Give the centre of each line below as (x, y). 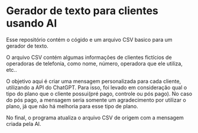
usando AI (32, 23)
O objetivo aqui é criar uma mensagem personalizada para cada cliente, (94, 81)
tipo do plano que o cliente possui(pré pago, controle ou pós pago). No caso (99, 94)
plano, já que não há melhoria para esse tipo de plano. (72, 106)
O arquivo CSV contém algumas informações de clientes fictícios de (89, 57)
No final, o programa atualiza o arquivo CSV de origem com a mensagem (95, 117)
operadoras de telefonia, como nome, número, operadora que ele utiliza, (95, 64)
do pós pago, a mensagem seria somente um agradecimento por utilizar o (96, 100)
